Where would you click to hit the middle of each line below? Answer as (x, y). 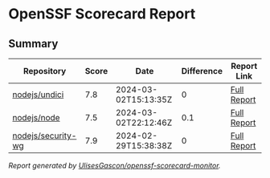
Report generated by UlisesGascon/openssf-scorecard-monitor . (115, 166)
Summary (33, 44)
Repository (45, 71)
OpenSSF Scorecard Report (102, 14)
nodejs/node (36, 117)
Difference (202, 71)
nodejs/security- (45, 136)
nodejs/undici (38, 95)
